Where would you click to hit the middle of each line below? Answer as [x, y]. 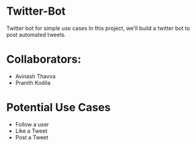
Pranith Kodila [33, 82]
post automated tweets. [36, 34]
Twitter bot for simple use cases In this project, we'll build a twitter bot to [98, 28]
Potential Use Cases [58, 108]
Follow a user [32, 124]
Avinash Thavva [36, 76]
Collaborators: [44, 60]
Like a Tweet [31, 131]
